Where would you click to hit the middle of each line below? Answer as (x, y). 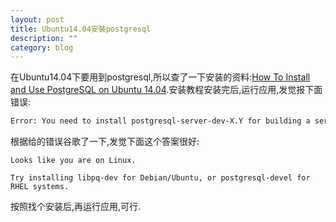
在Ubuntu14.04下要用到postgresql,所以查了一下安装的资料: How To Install (160, 77)
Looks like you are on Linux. (73, 161)
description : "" (44, 38)
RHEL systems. (40, 187)
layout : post (37, 19)
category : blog (42, 47)
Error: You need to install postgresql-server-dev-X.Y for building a (160, 121)
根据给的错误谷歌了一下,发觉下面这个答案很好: (105, 142)
